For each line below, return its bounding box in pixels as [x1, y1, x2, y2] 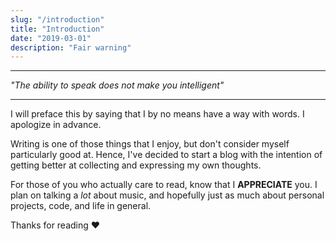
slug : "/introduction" [10, 14, 105, 25]
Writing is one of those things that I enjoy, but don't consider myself [10, 138, 290, 150]
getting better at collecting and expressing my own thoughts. [10, 159, 262, 171]
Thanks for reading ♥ [10, 219, 101, 231]
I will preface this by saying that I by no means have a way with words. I [10, 108, 305, 120]
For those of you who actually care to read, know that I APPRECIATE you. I [10, 179, 318, 191]
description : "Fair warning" [10, 42, 132, 53]
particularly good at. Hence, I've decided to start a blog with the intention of [10, 149, 323, 161]
